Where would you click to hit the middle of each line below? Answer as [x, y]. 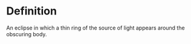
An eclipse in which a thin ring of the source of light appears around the [96, 28]
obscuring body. [27, 34]
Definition [32, 11]
